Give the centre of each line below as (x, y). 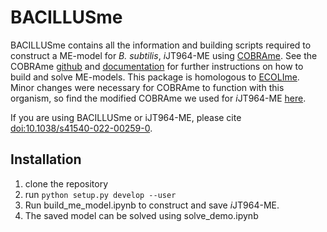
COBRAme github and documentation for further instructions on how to (157, 66)
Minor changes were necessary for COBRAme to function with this (147, 87)
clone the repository (66, 183)
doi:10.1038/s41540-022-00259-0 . (81, 128)
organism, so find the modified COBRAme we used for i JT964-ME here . (158, 98)
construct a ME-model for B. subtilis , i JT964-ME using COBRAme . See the (164, 55)
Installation (46, 159)
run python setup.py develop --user (100, 194)
